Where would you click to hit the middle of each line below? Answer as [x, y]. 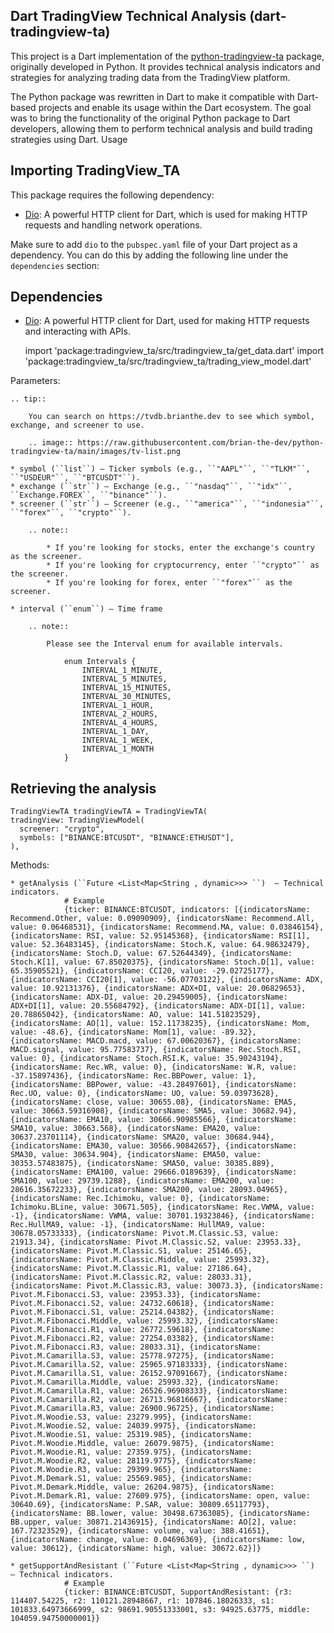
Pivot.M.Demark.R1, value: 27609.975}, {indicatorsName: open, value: [160, 1496]
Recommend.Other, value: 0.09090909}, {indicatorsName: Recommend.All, [162, 919]
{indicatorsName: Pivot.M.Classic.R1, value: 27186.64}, [131, 1269]
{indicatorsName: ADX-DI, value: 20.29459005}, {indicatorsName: [149, 997]
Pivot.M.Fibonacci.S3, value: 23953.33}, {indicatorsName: [136, 1295]
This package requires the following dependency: [112, 195]
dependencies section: [55, 265]
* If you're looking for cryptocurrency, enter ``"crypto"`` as [183, 565]
